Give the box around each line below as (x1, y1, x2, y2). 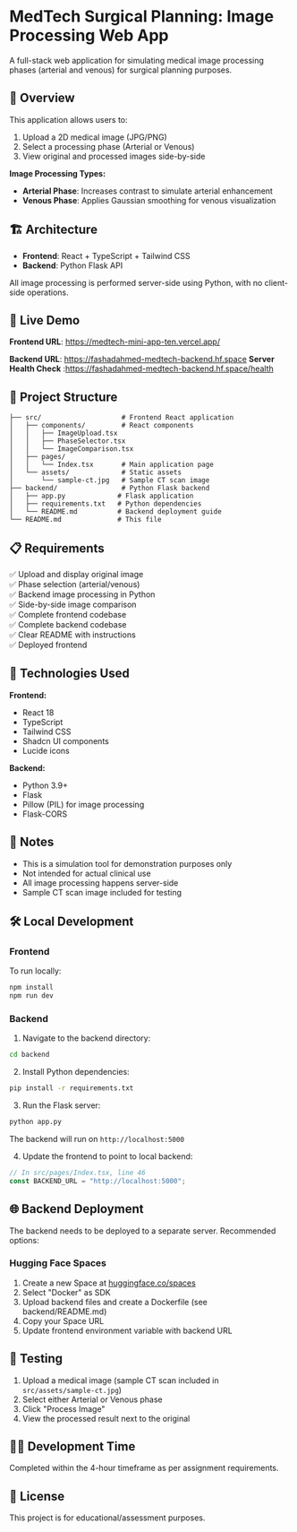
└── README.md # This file (9, 515, 163, 524)
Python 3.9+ (21, 780, 69, 791)
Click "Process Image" (21, 1403, 106, 1414)
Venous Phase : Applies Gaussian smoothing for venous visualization (21, 195, 276, 205)
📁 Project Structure (9, 389, 118, 404)
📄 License (9, 1488, 65, 1503)
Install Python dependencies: (21, 1067, 130, 1078)
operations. (26, 287, 69, 298)
